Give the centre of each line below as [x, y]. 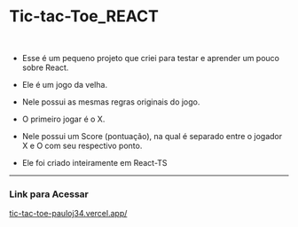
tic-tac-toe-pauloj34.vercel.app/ [68, 214]
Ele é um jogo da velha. [65, 84]
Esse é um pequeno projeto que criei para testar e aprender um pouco [151, 58]
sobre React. [45, 67]
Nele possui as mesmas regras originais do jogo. [111, 102]
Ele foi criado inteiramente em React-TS [94, 162]
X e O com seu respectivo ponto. [82, 145]
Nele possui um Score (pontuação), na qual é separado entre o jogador [152, 136]
